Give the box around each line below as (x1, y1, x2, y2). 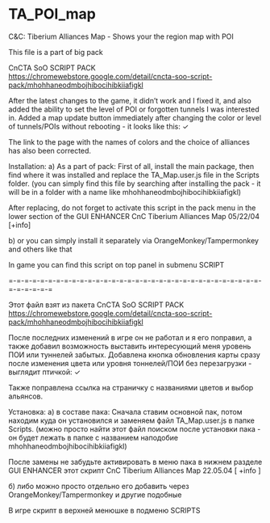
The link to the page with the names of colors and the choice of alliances (8, 137, 250, 146)
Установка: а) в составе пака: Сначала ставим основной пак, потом (8, 407, 243, 416)
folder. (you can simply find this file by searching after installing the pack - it (8, 179, 261, 188)
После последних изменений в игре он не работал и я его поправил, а (8, 332, 252, 342)
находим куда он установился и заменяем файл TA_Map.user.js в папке (8, 415, 255, 425)
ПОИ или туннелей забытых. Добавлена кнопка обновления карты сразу (8, 349, 260, 360)
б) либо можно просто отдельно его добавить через (8, 481, 189, 491)
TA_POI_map (8, 5, 97, 23)
